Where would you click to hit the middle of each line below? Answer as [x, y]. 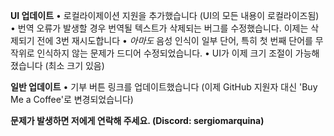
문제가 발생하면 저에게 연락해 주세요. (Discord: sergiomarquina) [137, 120]
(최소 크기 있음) [74, 65]
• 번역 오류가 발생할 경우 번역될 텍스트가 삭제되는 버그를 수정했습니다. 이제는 [159, 28]
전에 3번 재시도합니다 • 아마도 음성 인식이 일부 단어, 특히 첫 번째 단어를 [174, 40]
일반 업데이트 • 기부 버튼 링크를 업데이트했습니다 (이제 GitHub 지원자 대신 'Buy [164, 87]
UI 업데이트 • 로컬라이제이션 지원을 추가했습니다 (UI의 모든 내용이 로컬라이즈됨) [165, 15]
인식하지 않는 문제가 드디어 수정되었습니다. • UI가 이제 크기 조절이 [164, 53]
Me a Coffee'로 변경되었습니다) [72, 99]
